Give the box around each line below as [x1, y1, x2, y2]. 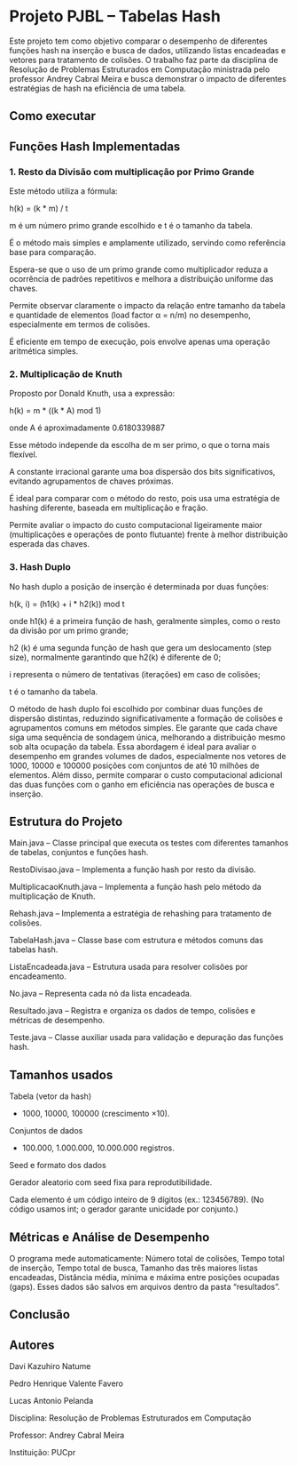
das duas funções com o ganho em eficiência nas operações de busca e [9, 779, 275, 789]
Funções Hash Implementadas [9, 139, 181, 154]
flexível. [9, 449, 38, 460]
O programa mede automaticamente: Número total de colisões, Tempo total [9, 1254, 285, 1264]
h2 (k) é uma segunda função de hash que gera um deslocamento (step [9, 642, 272, 653]
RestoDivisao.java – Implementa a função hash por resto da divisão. [9, 864, 256, 875]
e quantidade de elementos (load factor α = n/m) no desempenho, [9, 309, 251, 321]
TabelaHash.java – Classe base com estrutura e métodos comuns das [9, 935, 264, 946]
